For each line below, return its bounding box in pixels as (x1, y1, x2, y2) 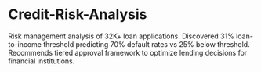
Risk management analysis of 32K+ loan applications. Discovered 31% (8, 31, 235, 41)
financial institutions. (8, 56, 75, 66)
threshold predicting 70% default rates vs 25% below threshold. (42, 39, 250, 49)
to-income (8, 39, 42, 49)
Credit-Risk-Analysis (8, 5, 147, 23)
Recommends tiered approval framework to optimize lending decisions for (8, 48, 248, 57)
